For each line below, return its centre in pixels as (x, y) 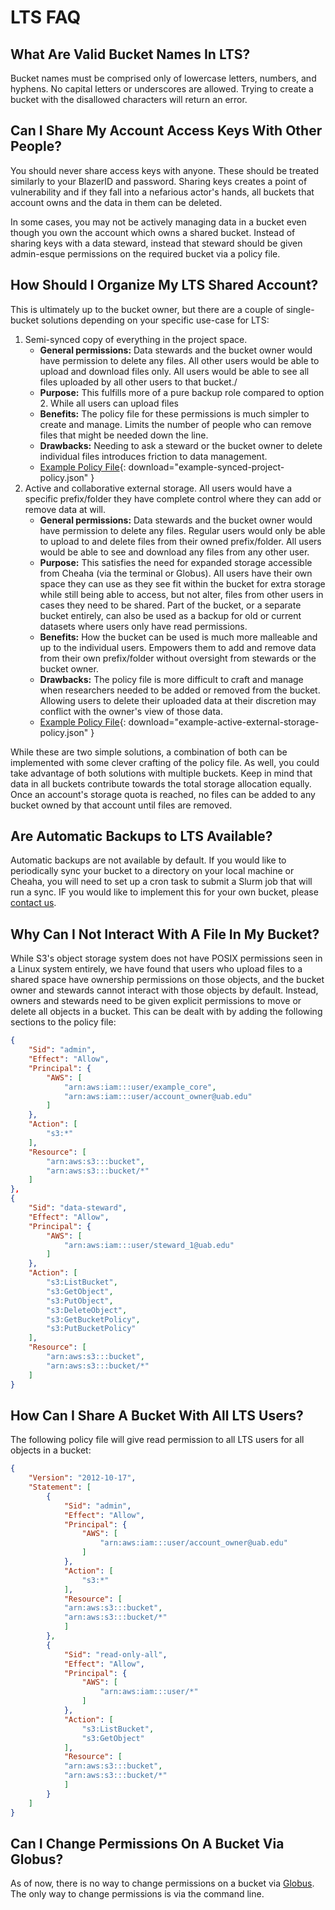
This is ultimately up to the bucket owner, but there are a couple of (147, 309)
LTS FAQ (46, 17)
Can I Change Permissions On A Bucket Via (147, 1843)
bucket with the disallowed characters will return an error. (129, 99)
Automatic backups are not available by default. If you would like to (148, 860)
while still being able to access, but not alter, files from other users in (181, 594)
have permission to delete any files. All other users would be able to (179, 360)
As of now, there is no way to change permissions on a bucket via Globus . (162, 1883)
